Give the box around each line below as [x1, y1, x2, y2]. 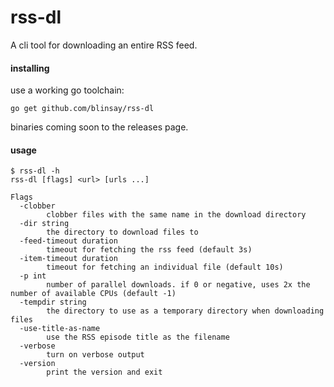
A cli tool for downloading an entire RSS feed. [10, 39, 198, 51]
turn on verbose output [46, 350, 145, 360]
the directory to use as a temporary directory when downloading [46, 306, 325, 316]
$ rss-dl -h [10, 166, 60, 176]
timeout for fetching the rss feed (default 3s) [46, 245, 253, 255]
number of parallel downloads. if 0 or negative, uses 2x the [46, 280, 311, 290]
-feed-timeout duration [19, 236, 118, 246]
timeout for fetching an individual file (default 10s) [46, 262, 284, 273]
